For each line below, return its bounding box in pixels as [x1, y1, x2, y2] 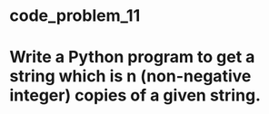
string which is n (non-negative [9, 66, 252, 87]
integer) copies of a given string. [9, 85, 262, 106]
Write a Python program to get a [9, 47, 255, 68]
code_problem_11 [9, 5, 141, 26]
